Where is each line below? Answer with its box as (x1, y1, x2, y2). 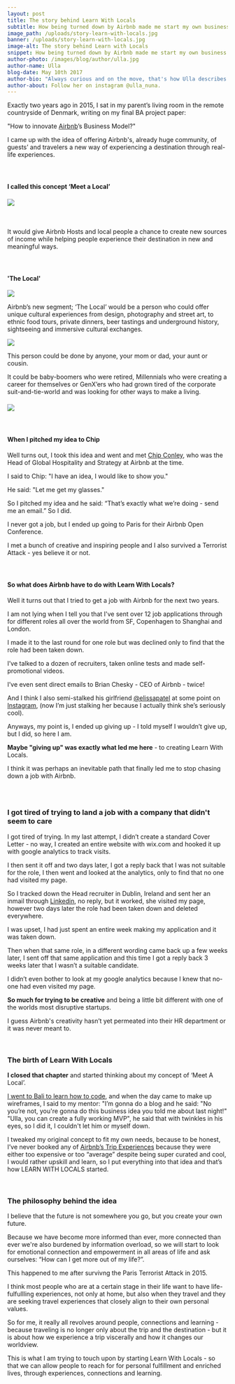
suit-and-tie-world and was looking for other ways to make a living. (7, 388, 201, 396)
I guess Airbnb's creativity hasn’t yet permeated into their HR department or (7, 1016, 226, 1025)
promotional (7, 666, 42, 675)
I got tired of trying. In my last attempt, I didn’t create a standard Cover (7, 832, 211, 841)
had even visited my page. (20, 981, 96, 991)
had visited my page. (7, 876, 68, 884)
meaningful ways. (7, 242, 59, 251)
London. (7, 624, 31, 633)
